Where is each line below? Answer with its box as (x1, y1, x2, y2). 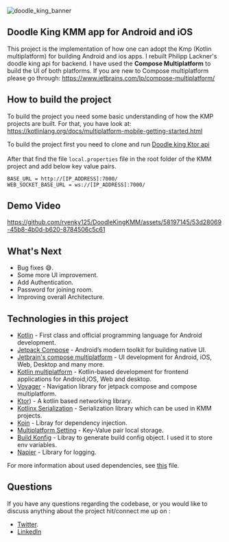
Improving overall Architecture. (16, 293, 105, 301)
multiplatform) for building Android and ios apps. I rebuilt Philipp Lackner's (7, 52, 217, 60)
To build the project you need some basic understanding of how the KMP (7, 112, 214, 120)
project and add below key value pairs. (7, 162, 117, 170)
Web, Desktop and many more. (16, 360, 105, 369)
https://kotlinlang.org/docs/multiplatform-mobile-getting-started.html (7, 127, 203, 135)
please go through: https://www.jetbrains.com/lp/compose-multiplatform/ (7, 74, 215, 82)
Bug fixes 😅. (16, 263, 53, 272)
